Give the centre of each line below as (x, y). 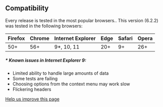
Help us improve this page (32, 99)
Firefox (16, 38)
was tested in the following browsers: (44, 26)
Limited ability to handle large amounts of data (61, 73)
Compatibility (27, 8)
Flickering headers (32, 89)
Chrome (40, 38)
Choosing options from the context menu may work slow (71, 84)
